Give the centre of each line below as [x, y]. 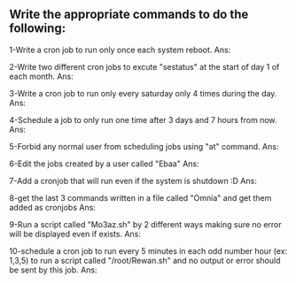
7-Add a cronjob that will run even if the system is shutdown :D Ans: [133, 180]
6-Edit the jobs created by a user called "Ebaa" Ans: [104, 164]
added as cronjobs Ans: [52, 207]
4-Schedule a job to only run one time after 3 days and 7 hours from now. [143, 119]
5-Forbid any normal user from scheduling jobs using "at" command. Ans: [144, 146]
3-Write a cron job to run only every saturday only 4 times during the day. [143, 93]
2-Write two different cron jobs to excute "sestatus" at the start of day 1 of [144, 66]
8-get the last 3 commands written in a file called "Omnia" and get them [140, 197]
